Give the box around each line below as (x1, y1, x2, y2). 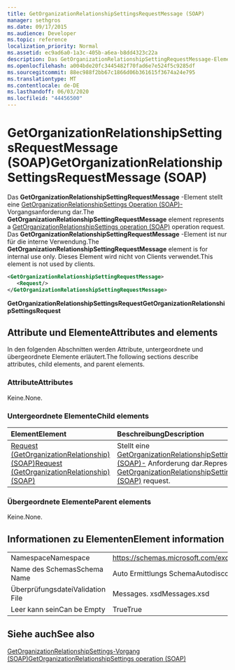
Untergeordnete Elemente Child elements (7, 411, 149, 421)
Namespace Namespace (10, 553, 90, 563)
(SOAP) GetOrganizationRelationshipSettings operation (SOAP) (7, 654, 187, 662)
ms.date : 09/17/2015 (7, 23, 68, 30)
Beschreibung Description (117, 428, 205, 438)
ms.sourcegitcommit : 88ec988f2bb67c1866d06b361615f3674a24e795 (7, 69, 196, 76)
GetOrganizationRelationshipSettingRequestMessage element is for (7, 244, 208, 253)
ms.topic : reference (7, 36, 68, 43)
